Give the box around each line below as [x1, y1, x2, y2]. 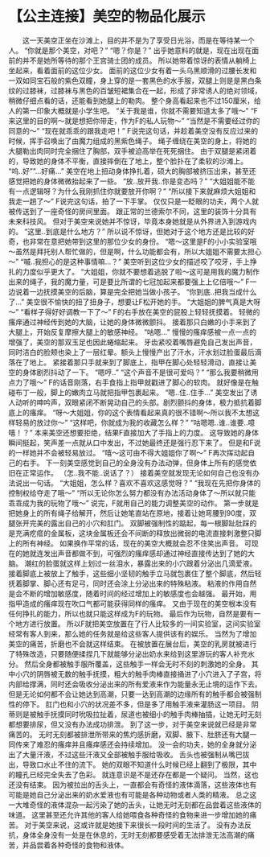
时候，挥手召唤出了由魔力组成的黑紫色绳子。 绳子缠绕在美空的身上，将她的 [8, 136, 257, 146]
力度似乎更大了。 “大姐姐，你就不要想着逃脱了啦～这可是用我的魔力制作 [22, 266, 260, 276]
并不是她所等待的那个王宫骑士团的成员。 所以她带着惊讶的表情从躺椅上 [22, 56, 257, 65]
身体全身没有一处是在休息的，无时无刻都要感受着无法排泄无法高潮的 [22, 830, 247, 839]
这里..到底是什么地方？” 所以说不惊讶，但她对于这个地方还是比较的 [27, 226, 248, 236]
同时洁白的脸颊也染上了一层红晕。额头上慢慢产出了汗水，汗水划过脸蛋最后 [8, 347, 255, 356]
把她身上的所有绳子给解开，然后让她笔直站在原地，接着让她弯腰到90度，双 [8, 508, 257, 517]
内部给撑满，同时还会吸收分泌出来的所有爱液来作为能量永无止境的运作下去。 [8, 679, 262, 689]
